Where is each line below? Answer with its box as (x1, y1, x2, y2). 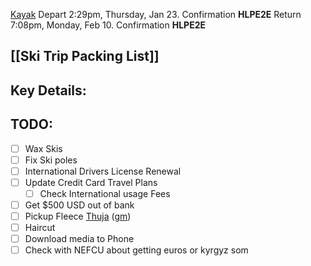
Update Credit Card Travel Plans (24, 176, 158, 188)
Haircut (24, 222, 56, 234)
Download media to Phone (24, 233, 135, 245)
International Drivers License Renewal (24, 165, 182, 177)
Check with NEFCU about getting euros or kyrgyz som (24, 244, 249, 256)
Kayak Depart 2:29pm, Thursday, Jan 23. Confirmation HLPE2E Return (10, 9, 302, 20)
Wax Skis (24, 142, 63, 154)
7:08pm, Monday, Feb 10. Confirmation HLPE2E (10, 19, 207, 31)
